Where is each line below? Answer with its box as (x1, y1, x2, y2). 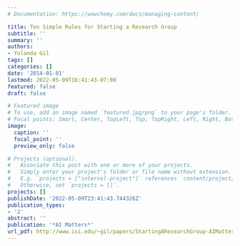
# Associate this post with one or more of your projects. (7, 162, 194, 169)
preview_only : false (14, 142, 75, 150)
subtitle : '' (7, 30, 46, 37)
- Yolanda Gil (7, 50, 50, 57)
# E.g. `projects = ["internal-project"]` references (7, 175, 177, 183)
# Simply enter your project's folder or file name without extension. (7, 168, 232, 175)
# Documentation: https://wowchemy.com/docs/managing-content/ (7, 10, 200, 18)
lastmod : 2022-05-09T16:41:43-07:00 (7, 76, 116, 83)
